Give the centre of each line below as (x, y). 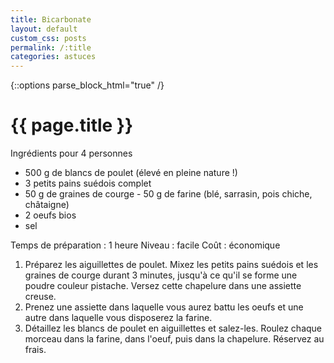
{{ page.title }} (72, 125)
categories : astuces (53, 57)
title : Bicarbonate (51, 19)
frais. (35, 350)
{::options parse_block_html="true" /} (87, 85)
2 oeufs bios (50, 215)
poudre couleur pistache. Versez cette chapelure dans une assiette (163, 286)
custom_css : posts (48, 38)
